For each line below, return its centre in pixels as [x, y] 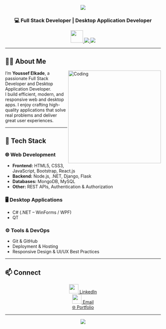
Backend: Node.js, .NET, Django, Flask [52, 176]
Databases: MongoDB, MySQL [44, 181]
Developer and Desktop [29, 84]
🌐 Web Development [30, 155]
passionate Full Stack [27, 79]
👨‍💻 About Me [26, 61]
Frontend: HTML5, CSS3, [38, 165]
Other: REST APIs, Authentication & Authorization [63, 187]
